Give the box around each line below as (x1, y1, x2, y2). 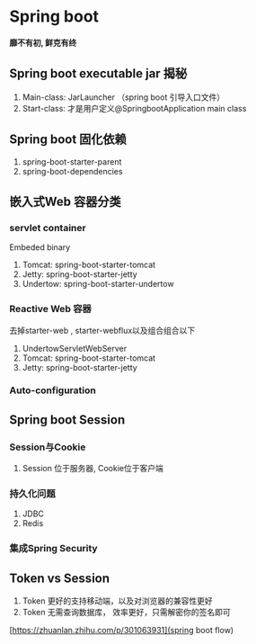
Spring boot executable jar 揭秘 (9, 66, 187, 82)
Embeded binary (9, 242, 71, 253)
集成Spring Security (9, 542, 98, 555)
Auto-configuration (9, 384, 96, 397)
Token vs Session (9, 570, 110, 586)
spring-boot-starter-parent (22, 156, 122, 167)
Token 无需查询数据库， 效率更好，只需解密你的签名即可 (22, 607, 231, 618)
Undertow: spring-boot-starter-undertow (22, 279, 174, 290)
